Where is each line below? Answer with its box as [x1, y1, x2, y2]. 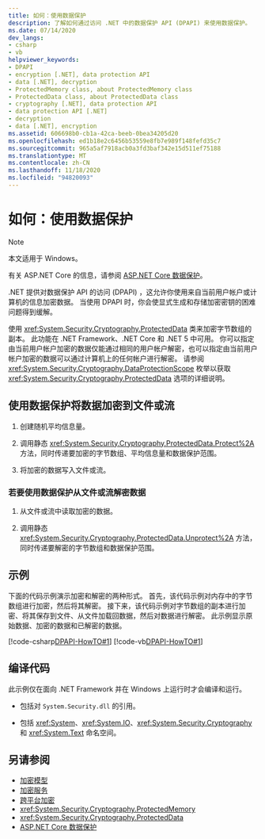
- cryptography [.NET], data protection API [8, 100, 157, 108]
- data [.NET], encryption [8, 122, 97, 130]
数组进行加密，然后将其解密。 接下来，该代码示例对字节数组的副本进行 [8, 600, 239, 611]
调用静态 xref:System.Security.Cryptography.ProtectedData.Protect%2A [19, 438, 255, 448]
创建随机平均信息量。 [19, 421, 89, 431]
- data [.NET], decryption [8, 78, 97, 86]
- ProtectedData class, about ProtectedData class [8, 93, 179, 101]
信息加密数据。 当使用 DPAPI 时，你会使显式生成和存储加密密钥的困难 [28, 297, 256, 306]
